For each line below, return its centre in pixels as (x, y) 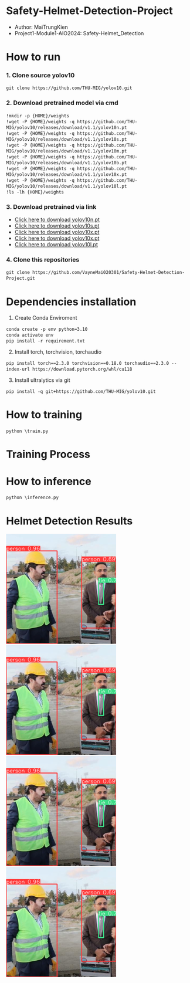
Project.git (21, 279)
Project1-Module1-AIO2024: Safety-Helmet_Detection (79, 33)
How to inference (49, 481)
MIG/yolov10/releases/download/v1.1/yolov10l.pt (67, 186)
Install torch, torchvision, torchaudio (58, 352)
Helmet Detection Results (69, 521)
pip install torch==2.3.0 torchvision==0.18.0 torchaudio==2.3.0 (87, 364)
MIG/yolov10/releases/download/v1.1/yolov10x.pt (67, 174)
